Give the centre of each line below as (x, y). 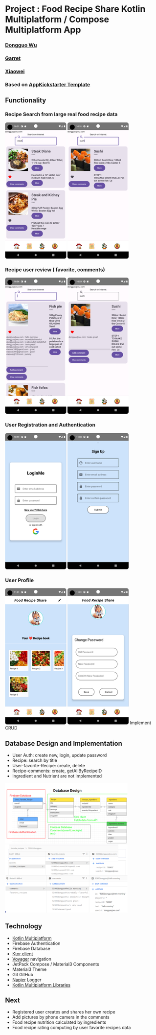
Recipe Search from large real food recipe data (61, 115)
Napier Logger (27, 980)
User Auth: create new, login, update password (59, 755)
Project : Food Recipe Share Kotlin (75, 9)
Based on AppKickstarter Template (48, 84)
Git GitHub (22, 974)
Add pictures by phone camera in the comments (61, 1017)
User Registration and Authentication (50, 425)
